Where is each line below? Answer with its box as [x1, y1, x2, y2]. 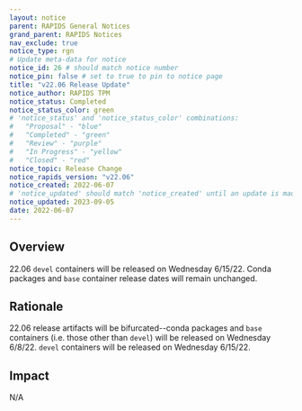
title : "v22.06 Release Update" [9, 80, 130, 89]
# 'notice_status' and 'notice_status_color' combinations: [9, 114, 240, 123]
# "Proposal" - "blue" [9, 123, 102, 132]
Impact [9, 368, 49, 383]
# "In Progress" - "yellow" [9, 147, 123, 156]
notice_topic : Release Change [9, 164, 123, 173]
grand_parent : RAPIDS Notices [9, 30, 123, 39]
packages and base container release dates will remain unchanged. [9, 272, 258, 284]
